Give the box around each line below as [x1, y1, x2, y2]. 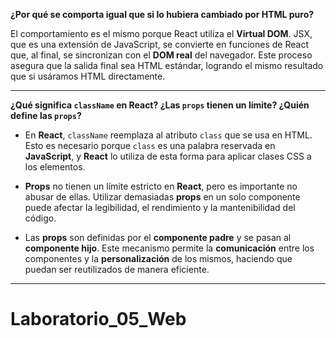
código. [24, 212, 57, 224]
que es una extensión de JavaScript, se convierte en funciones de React [10, 39, 309, 50]
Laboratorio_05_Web [10, 308, 187, 331]
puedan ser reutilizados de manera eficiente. [24, 264, 210, 275]
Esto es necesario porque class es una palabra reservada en [24, 140, 276, 151]
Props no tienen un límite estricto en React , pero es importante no [24, 180, 298, 192]
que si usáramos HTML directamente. [10, 70, 166, 82]
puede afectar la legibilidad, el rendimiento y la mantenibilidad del [24, 202, 296, 213]
